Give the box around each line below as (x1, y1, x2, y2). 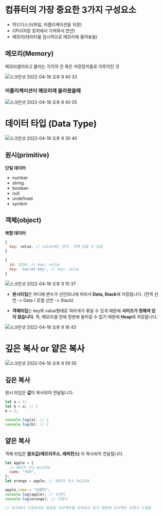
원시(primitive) (5, 151, 50, 159)
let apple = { (5, 460, 34, 465)
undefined (12, 195, 33, 201)
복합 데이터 (5, 230, 26, 236)
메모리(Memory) (5, 49, 54, 58)
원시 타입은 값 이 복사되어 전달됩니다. (5, 390, 74, 396)
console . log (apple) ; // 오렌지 (5, 492, 66, 497)
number (12, 175, 28, 180)
